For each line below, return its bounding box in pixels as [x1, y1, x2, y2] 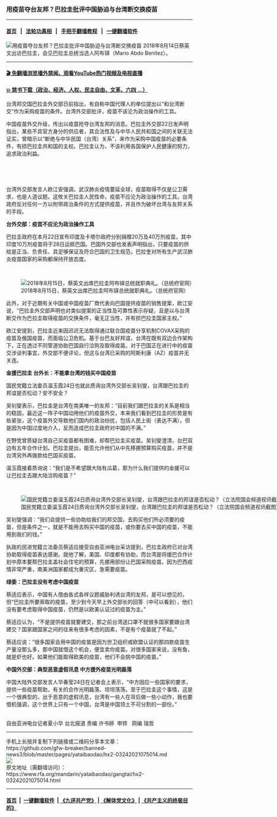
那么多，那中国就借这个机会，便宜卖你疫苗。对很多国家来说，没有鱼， [21, 646, 193, 653]
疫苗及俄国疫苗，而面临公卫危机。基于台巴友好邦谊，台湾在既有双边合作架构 [6, 334, 193, 342]
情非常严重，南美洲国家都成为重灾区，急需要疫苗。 [6, 566, 131, 573]
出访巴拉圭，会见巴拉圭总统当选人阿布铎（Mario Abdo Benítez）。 [11, 49, 171, 56]
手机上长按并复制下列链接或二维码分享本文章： [6, 738, 120, 745]
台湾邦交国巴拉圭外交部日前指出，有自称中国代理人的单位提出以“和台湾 [6, 100, 180, 107]
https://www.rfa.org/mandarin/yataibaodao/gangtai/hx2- [6, 771, 144, 778]
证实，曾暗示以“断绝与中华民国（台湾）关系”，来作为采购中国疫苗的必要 [6, 135, 182, 142]
